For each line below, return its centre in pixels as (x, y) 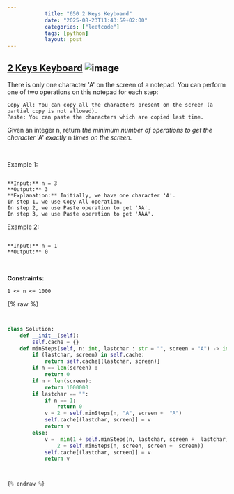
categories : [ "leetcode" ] (82, 27)
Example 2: (23, 227)
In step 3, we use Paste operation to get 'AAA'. (81, 214)
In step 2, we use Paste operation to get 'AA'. (79, 208)
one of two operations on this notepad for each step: (83, 92)
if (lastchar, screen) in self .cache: (88, 355)
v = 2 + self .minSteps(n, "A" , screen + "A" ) (113, 413)
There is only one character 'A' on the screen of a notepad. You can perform (117, 84)
